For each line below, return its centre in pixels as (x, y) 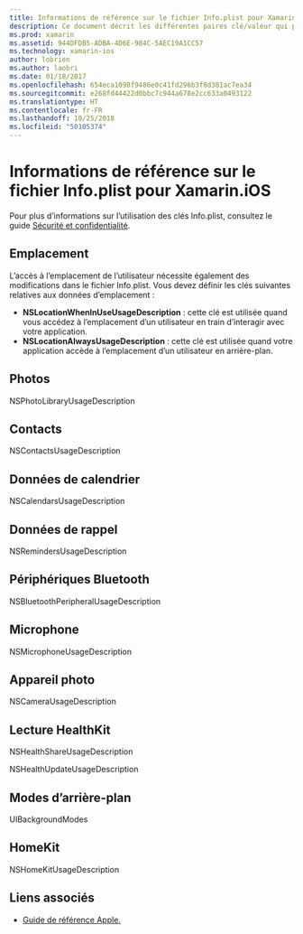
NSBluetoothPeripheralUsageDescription (85, 601)
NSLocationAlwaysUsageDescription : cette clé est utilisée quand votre (157, 341)
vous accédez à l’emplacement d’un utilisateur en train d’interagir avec (153, 322)
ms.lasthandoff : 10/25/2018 (62, 118)
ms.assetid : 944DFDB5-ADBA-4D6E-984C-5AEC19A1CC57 (106, 43)
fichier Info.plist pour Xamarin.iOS (140, 191)
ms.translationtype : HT (54, 102)
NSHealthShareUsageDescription (71, 752)
